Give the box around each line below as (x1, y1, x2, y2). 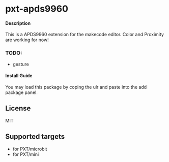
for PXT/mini (12, 151, 39, 157)
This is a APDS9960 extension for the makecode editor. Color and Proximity (5, 31, 164, 38)
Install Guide (5, 73, 33, 79)
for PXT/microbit (12, 146, 47, 152)
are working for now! (5, 37, 49, 43)
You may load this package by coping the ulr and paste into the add (5, 84, 147, 90)
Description (5, 20, 31, 26)
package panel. (5, 89, 38, 95)
